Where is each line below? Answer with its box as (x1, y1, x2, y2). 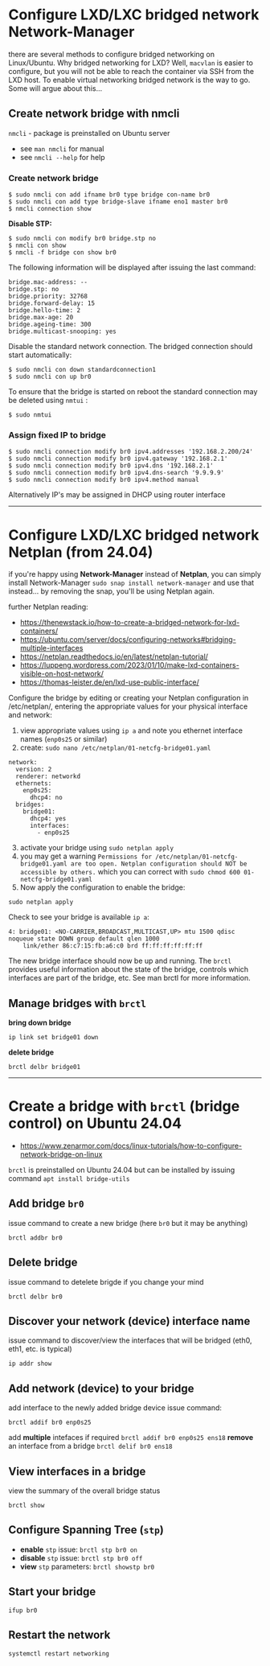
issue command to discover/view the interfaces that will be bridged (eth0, (8, 1335, 252, 1345)
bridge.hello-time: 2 (8, 306, 81, 315)
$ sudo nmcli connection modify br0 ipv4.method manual (8, 476, 199, 484)
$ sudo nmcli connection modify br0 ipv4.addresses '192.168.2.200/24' (8, 448, 253, 456)
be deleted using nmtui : (8, 396, 88, 405)
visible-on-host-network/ (19, 669, 104, 679)
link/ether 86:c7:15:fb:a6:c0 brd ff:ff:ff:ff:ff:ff (22, 942, 203, 950)
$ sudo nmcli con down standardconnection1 (8, 366, 157, 374)
